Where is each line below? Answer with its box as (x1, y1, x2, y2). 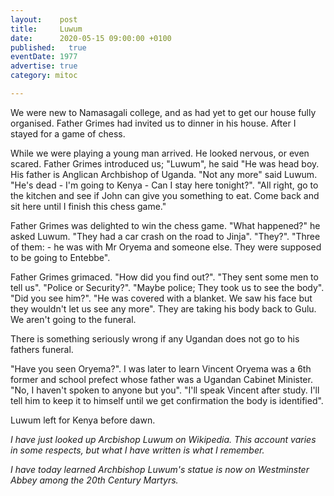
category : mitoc (10, 71, 78, 81)
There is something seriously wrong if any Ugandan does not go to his (10, 332, 300, 345)
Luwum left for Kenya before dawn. (10, 414, 156, 426)
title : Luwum (10, 24, 83, 34)
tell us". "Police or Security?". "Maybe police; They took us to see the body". (10, 281, 325, 293)
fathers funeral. (10, 343, 74, 355)
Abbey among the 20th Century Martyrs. (10, 474, 179, 486)
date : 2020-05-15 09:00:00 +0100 (10, 33, 172, 43)
